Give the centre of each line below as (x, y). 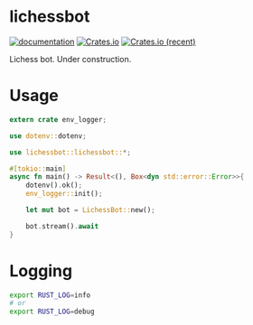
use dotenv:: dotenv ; (48, 136)
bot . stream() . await (62, 226)
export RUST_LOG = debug (52, 312)
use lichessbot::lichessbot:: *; (70, 152)
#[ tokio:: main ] (38, 169)
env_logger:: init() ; (64, 194)
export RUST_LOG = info (50, 295)
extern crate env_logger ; (58, 119)
